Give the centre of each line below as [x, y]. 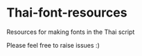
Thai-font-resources [67, 13]
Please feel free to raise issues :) [53, 45]
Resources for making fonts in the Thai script [71, 32]
